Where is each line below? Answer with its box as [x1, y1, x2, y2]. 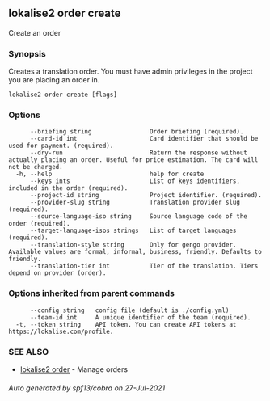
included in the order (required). [8, 184, 129, 192]
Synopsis [8, 48, 46, 59]
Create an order [8, 27, 61, 37]
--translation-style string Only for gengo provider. [29, 241, 237, 249]
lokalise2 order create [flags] [8, 91, 117, 99]
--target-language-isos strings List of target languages [29, 226, 237, 235]
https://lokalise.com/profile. [8, 327, 114, 336]
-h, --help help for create [15, 170, 205, 179]
